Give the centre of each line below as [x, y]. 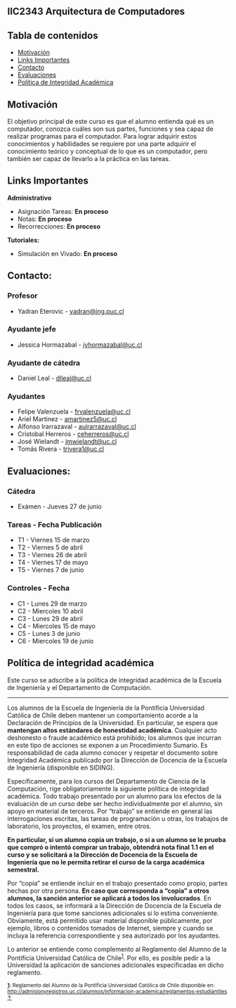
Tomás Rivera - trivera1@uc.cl [60, 449]
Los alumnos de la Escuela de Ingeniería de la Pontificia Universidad [106, 708]
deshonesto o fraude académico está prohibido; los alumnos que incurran [114, 737]
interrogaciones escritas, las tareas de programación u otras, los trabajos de [118, 818]
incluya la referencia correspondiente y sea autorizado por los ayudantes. [114, 936]
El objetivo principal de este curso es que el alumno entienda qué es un [111, 122]
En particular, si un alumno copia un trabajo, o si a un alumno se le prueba [117, 839]
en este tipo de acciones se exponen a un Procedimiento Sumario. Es [108, 745]
